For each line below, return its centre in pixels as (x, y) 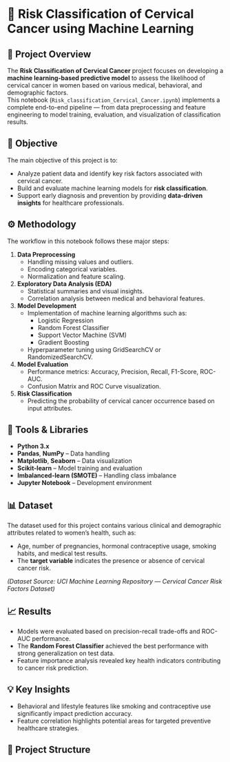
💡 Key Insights (39, 689)
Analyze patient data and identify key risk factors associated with (110, 173)
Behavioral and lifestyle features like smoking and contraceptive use (114, 706)
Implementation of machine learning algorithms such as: (107, 313)
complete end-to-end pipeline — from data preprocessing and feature (107, 107)
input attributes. (50, 408)
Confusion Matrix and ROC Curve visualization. (94, 386)
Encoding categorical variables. (72, 269)
